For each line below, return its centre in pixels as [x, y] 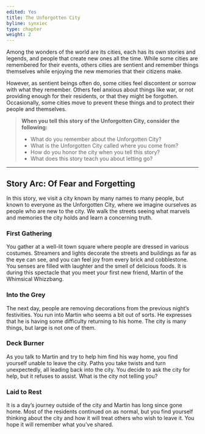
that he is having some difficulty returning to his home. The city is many [96, 321]
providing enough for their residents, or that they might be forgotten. [92, 96]
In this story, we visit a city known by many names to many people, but [95, 198]
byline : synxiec [27, 23]
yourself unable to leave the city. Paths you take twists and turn [86, 363]
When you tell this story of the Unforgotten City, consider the [100, 121]
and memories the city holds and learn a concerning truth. [79, 218]
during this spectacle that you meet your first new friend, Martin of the [95, 272]
